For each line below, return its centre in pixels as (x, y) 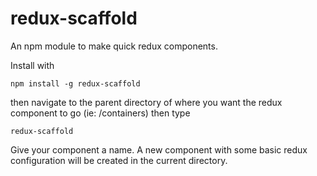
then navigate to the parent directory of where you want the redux (146, 102)
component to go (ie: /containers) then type (100, 113)
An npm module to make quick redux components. (114, 46)
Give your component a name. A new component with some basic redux (159, 149)
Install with (32, 65)
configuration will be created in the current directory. (119, 160)
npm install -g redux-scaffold (75, 83)
